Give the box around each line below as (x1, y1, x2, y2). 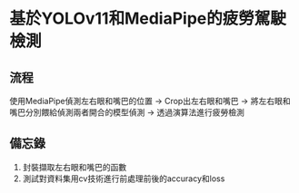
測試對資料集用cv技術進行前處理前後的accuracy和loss (22, 173, 225, 184)
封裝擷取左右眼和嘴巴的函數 (22, 161, 127, 172)
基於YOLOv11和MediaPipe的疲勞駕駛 (9, 8, 286, 29)
